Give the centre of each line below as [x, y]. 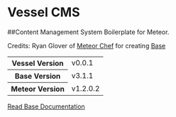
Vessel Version [38, 63]
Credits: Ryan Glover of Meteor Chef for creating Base [87, 45]
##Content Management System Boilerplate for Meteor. [88, 32]
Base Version [38, 76]
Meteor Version [38, 89]
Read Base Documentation [46, 106]
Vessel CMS [44, 12]
